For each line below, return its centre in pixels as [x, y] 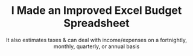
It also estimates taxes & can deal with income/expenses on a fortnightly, [96, 40]
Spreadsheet [96, 23]
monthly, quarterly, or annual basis [96, 46]
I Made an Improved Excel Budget [96, 11]
